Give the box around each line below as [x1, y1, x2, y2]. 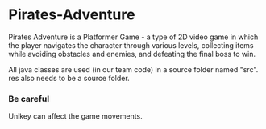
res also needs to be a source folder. [8, 73, 131, 83]
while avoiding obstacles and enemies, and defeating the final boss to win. [8, 49, 256, 58]
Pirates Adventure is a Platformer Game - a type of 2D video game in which [8, 32, 259, 42]
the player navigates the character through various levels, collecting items [8, 40, 254, 50]
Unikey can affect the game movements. [8, 111, 143, 121]
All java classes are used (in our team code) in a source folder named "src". [8, 64, 259, 74]
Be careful [8, 93, 50, 104]
